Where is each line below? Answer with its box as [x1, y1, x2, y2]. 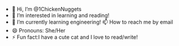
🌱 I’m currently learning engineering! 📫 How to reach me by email [11, 18, 174, 25]
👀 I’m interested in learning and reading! [11, 12, 110, 19]
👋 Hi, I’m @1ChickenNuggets [11, 6, 82, 12]
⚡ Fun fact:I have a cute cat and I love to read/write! [11, 34, 138, 41]
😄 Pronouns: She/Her [11, 27, 66, 34]
